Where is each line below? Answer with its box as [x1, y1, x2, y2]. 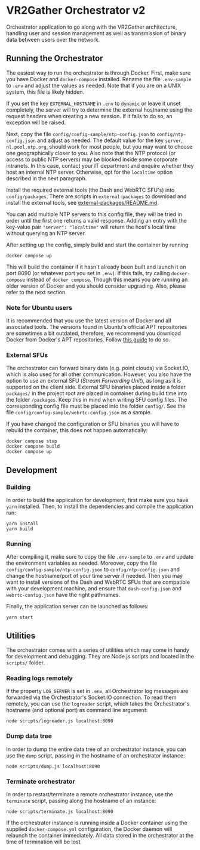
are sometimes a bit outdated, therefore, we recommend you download [6, 329, 181, 337]
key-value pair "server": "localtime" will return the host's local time [6, 223, 176, 230]
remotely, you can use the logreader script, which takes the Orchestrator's [6, 700, 190, 707]
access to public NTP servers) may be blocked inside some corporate [6, 156, 178, 163]
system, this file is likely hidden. [6, 88, 85, 96]
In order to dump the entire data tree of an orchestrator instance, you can [6, 746, 187, 753]
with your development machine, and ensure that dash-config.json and [6, 585, 182, 592]
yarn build [6, 526, 33, 532]
